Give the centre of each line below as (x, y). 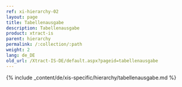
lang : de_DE (20, 55)
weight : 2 (18, 50)
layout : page (22, 17)
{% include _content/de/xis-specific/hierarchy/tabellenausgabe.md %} (91, 78)
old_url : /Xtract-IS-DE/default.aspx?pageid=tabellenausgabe (82, 61)
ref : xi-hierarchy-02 (32, 11)
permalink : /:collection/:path (44, 45)
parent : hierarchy (28, 39)
